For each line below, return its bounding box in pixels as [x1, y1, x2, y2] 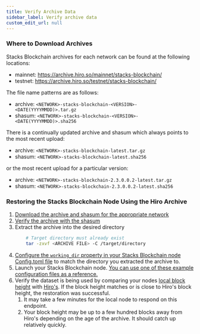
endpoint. [23, 302, 48, 309]
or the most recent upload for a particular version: [6, 165, 129, 172]
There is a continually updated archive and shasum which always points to [6, 129, 189, 136]
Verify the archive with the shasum [14, 217, 100, 224]
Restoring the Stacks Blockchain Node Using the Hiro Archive [6, 197, 187, 206]
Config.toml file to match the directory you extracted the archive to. [14, 258, 180, 265]
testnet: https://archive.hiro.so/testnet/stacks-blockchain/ [14, 77, 157, 84]
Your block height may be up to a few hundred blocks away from [23, 308, 183, 316]
